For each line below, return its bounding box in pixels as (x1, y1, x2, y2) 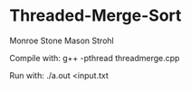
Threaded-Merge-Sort (9, 5, 182, 26)
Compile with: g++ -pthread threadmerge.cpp (9, 52, 180, 63)
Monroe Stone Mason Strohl (9, 35, 115, 46)
